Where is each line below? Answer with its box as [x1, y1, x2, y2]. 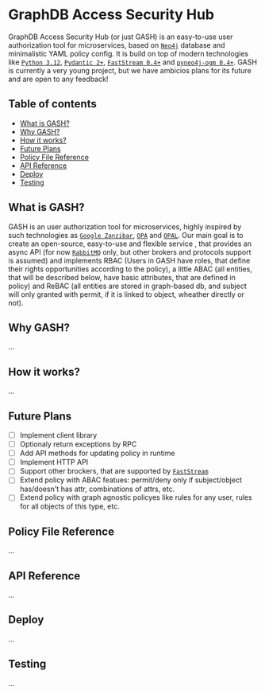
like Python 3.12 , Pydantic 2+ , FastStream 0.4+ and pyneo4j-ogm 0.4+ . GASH [8, 57, 258, 67]
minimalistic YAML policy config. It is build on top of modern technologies [8, 49, 248, 58]
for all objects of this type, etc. [19, 501, 121, 511]
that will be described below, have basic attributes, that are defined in [8, 272, 236, 282]
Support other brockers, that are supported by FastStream [19, 466, 209, 476]
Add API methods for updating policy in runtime [19, 448, 175, 458]
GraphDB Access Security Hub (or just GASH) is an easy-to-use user [8, 32, 233, 41]
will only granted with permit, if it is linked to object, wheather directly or [8, 289, 244, 299]
